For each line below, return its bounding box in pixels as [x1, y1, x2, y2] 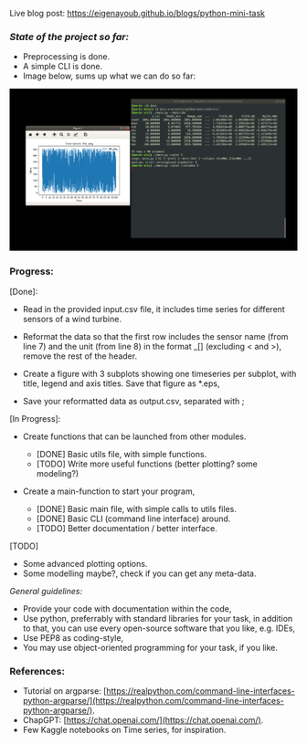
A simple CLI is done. [22, 61, 103, 72]
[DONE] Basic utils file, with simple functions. [36, 448, 207, 459]
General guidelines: [9, 585, 83, 596]
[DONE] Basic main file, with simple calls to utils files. [36, 503, 238, 514]
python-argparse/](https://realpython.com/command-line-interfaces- [22, 695, 285, 706]
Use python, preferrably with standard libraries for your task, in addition [22, 613, 293, 623]
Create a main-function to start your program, [22, 486, 196, 497]
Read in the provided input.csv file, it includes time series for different [22, 303, 285, 314]
